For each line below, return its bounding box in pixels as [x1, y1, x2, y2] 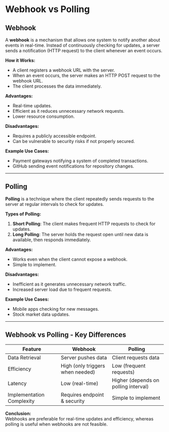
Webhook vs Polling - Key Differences [5, 331, 127, 339]
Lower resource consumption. [12, 113, 75, 119]
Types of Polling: [5, 210, 41, 217]
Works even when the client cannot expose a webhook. [12, 256, 128, 262]
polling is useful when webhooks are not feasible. [5, 421, 108, 427]
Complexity [8, 397, 35, 404]
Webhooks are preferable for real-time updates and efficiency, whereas [5, 415, 154, 421]
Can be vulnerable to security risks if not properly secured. [12, 138, 135, 144]
